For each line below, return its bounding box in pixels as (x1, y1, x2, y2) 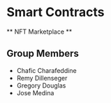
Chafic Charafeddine (16, 66, 77, 74)
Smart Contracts (6, 4, 105, 20)
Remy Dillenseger (16, 74, 68, 82)
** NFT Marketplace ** (6, 27, 73, 36)
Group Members (6, 48, 80, 60)
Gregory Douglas (16, 81, 66, 90)
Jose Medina (16, 88, 54, 97)
